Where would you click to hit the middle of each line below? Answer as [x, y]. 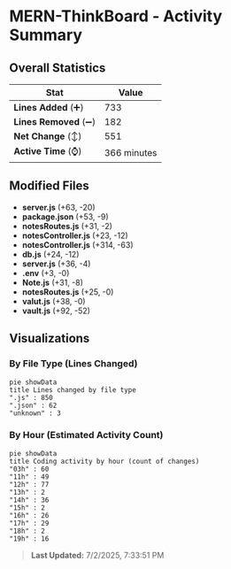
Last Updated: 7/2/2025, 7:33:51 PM [97, 555]
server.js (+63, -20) [58, 207]
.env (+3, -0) [46, 273]
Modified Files [50, 186]
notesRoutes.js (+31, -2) [67, 226]
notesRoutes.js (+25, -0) [68, 292]
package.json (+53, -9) [65, 216]
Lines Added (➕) [49, 108]
